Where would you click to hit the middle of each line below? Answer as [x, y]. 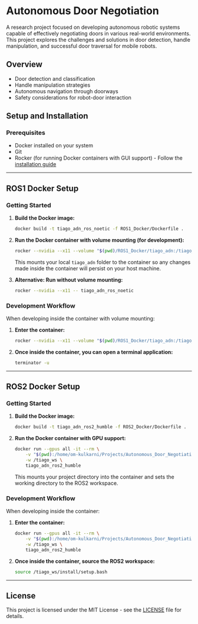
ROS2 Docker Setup [43, 387]
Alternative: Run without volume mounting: [69, 280]
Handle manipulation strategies [52, 85]
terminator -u [32, 363]
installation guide [35, 164]
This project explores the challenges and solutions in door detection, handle [98, 39]
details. [15, 616]
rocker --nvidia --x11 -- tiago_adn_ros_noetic [74, 290]
